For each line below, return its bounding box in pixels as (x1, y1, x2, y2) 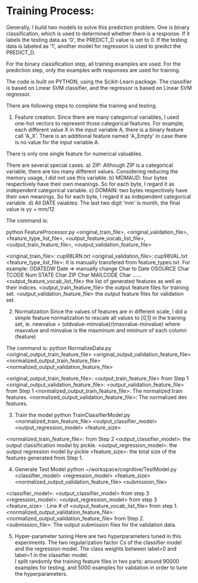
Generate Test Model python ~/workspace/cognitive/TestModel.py (14, 465, 177, 472)
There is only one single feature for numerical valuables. (6, 150, 143, 157)
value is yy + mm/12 (6, 205, 55, 212)
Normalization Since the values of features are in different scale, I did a (14, 307, 187, 315)
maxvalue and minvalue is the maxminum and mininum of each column (14, 326, 187, 333)
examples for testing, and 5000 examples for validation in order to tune (14, 563, 187, 571)
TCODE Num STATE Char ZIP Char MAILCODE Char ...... (6, 271, 141, 278)
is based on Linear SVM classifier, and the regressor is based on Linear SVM (6, 84, 192, 91)
